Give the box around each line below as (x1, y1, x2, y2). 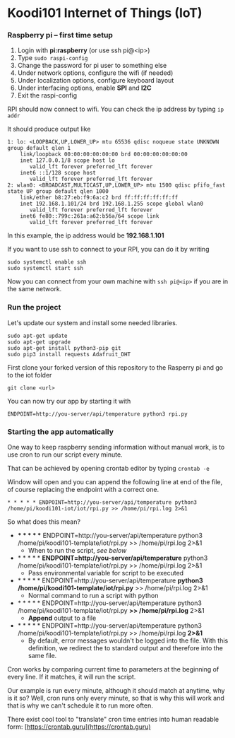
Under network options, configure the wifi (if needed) (17, 69, 174, 77)
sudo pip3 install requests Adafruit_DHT (7, 351, 131, 358)
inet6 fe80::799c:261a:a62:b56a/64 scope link (20, 213, 159, 220)
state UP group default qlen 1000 (7, 188, 109, 195)
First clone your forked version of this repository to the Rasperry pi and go (7, 363, 224, 372)
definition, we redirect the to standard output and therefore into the (28, 644, 224, 652)
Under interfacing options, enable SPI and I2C (17, 83, 152, 93)
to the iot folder (7, 370, 52, 379)
